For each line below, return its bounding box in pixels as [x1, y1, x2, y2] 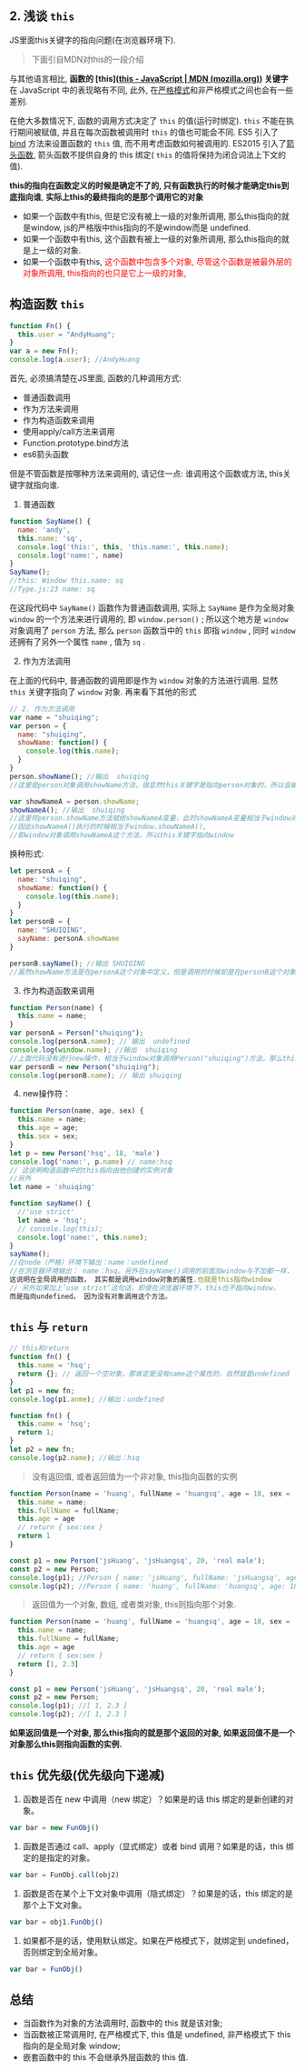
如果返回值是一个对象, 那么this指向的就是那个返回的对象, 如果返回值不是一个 [9, 1727, 295, 1738]
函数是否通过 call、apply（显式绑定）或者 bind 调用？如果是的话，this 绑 [22, 1840, 295, 1852]
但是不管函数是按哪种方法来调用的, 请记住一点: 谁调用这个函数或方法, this [9, 468, 283, 479]
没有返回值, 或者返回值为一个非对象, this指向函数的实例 [31, 1471, 238, 1482]
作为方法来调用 [22, 404, 79, 414]
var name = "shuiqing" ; [9, 713, 100, 722]
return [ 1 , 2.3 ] [17, 1659, 79, 1668]
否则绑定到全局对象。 [22, 1946, 103, 1957]
